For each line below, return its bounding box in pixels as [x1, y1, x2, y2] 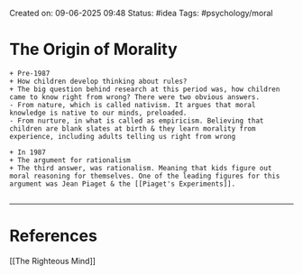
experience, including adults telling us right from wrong [9, 132, 236, 141]
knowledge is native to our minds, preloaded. [9, 108, 188, 117]
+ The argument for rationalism [9, 155, 131, 165]
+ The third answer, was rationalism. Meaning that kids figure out [9, 163, 272, 172]
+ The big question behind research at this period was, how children [9, 85, 280, 94]
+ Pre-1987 [9, 69, 50, 78]
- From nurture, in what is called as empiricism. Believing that [9, 116, 264, 125]
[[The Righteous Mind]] [9, 255, 96, 266]
